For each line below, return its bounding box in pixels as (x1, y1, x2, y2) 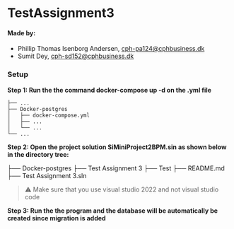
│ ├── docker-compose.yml (7, 112, 90, 119)
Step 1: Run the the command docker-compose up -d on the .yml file (7, 86, 212, 94)
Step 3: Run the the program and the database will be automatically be (7, 206, 218, 215)
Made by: (7, 28, 36, 37)
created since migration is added (7, 213, 106, 222)
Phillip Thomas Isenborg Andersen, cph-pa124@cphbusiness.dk (17, 45, 205, 53)
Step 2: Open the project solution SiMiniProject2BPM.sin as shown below (7, 143, 227, 151)
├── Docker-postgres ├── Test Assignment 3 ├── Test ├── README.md (7, 164, 225, 172)
